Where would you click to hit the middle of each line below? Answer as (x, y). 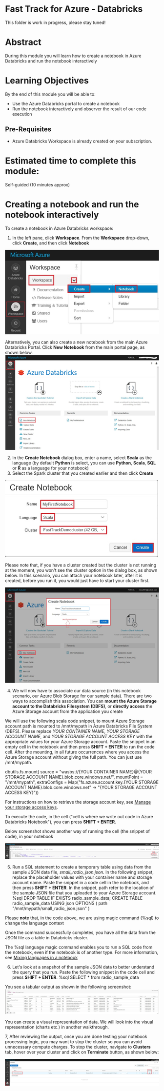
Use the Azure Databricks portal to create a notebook (66, 103)
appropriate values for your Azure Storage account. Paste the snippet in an (80, 741)
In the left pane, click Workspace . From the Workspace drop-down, (81, 238)
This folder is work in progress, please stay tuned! (55, 22)
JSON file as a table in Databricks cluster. (47, 937)
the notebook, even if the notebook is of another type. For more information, (82, 952)
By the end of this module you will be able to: (51, 94)
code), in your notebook (29, 836)
